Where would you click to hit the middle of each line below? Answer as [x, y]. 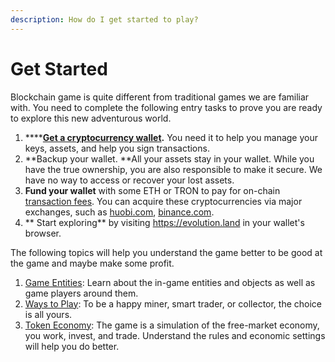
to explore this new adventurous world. [91, 118]
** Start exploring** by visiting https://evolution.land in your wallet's [164, 222]
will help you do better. [72, 346]
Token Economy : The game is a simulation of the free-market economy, [172, 325]
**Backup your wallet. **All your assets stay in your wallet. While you [169, 158]
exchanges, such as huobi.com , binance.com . [119, 212]
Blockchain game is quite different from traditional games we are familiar [160, 97]
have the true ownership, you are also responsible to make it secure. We [173, 169]
